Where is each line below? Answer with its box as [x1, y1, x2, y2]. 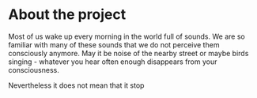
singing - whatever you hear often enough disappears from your [8, 57, 217, 66]
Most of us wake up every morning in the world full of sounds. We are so [8, 32, 245, 41]
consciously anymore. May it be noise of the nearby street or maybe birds [8, 48, 249, 58]
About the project [8, 6, 127, 24]
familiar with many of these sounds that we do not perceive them [8, 40, 220, 49]
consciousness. [8, 65, 59, 74]
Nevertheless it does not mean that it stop [8, 81, 145, 90]
